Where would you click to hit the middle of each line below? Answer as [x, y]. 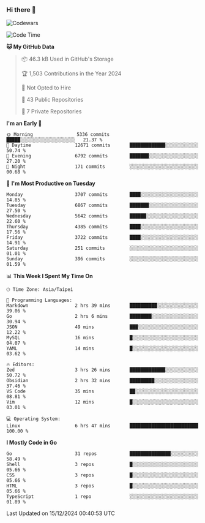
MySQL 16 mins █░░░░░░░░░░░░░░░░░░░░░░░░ [102, 338]
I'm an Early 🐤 [24, 123]
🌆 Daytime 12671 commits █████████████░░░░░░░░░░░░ [102, 145]
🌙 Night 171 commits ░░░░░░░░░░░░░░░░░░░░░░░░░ [102, 167]
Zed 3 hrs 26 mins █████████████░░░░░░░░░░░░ [102, 370]
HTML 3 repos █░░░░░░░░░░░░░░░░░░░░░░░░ [102, 486]
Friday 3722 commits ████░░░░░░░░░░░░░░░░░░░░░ [102, 238]
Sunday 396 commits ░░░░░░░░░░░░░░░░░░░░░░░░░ [102, 259]
